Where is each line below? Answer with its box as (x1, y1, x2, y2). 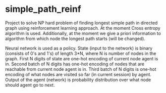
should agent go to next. (5, 82, 55, 88)
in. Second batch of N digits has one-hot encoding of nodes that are (5, 61, 145, 67)
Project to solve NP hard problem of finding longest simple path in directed (5, 20, 158, 26)
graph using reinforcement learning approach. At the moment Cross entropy (5, 25, 161, 31)
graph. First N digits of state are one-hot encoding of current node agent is (5, 55, 159, 61)
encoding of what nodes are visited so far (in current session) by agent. (5, 71, 152, 77)
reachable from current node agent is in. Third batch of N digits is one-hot (5, 66, 157, 72)
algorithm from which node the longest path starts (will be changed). (5, 36, 145, 42)
